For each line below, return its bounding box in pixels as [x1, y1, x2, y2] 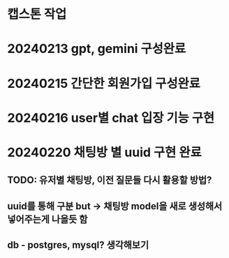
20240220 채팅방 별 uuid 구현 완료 [7, 144, 202, 160]
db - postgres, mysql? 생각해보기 [7, 239, 149, 251]
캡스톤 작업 [7, 6, 67, 22]
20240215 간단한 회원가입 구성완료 [7, 75, 200, 91]
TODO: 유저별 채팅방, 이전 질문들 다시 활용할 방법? [7, 174, 212, 186]
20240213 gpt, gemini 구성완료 [7, 41, 186, 56]
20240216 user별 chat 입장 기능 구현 [7, 109, 215, 126]
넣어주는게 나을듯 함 [7, 213, 88, 225]
